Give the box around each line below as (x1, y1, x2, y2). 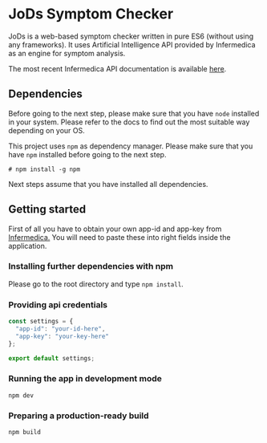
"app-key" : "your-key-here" (15, 332, 110, 340)
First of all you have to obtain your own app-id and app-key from (8, 224, 222, 234)
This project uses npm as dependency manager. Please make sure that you (8, 141, 253, 151)
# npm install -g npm (8, 165, 81, 173)
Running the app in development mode (8, 373, 162, 384)
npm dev (8, 391, 34, 400)
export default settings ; (8, 354, 95, 362)
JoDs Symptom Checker (8, 5, 174, 23)
